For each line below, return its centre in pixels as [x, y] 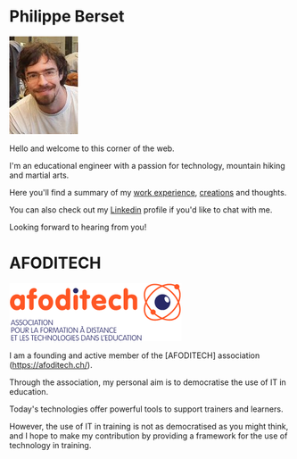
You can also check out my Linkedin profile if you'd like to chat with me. [141, 209]
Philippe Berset [67, 17]
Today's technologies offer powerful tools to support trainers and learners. [146, 409]
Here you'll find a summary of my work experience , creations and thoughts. [148, 192]
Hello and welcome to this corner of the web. [92, 148]
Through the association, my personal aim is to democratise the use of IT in [148, 382]
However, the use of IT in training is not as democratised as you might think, [149, 426]
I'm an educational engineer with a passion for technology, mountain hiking [147, 165]
